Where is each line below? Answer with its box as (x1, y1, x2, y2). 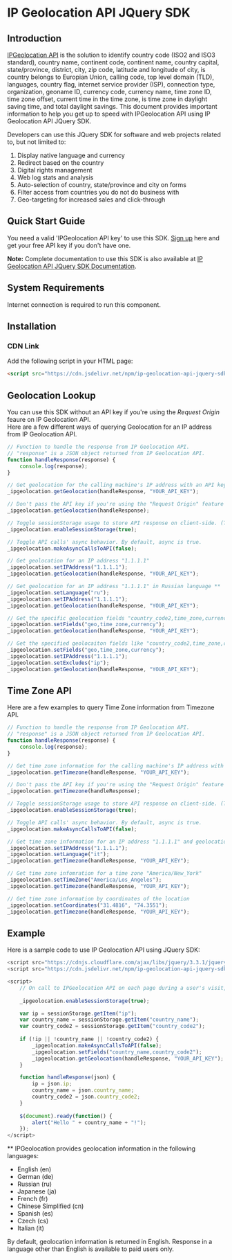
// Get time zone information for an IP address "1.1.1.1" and (7, 838, 193, 845)
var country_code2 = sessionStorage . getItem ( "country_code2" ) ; (19, 1023, 206, 1030)
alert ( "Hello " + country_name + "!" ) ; (32, 1119, 147, 1126)
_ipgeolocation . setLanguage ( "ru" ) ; (7, 589, 110, 596)
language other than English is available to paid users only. (7, 1245, 174, 1253)
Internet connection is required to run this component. (7, 300, 161, 309)
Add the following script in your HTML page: (7, 357, 133, 365)
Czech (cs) (17, 1217, 49, 1225)
